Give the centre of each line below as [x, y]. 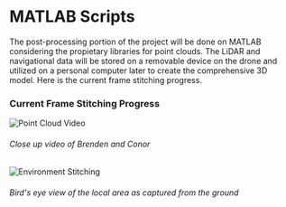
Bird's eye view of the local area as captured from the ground [124, 193]
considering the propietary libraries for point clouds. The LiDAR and [135, 51]
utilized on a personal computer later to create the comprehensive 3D [138, 71]
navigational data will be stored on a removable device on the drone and [143, 61]
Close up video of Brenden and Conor [80, 144]
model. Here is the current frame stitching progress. [106, 80]
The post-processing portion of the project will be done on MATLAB [135, 42]
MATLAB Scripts [72, 17]
